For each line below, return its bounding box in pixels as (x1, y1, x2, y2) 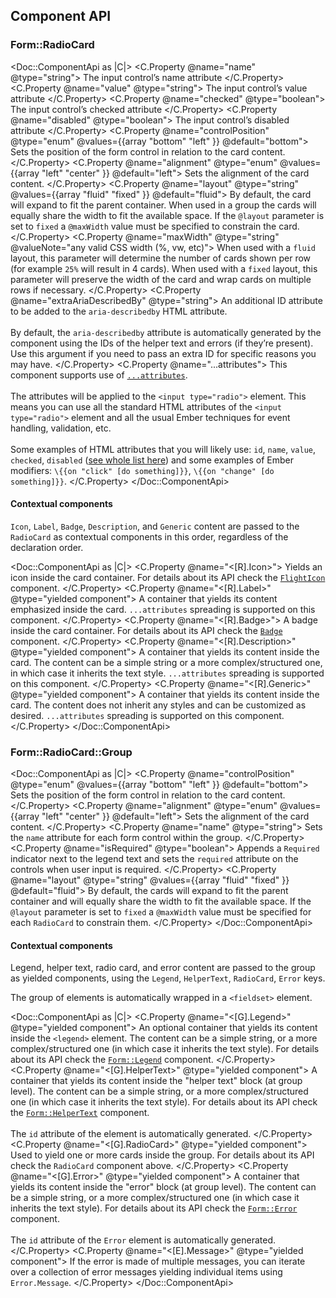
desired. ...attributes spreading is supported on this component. (10, 709, 285, 721)
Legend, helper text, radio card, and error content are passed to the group (10, 962, 316, 974)
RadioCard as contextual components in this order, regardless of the (10, 530, 289, 543)
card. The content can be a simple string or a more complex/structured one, (10, 656, 323, 668)
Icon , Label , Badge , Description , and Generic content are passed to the (10, 520, 300, 532)
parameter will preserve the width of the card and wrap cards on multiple (10, 273, 312, 285)
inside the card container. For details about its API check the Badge (10, 624, 283, 636)
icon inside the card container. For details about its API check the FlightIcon (10, 571, 326, 583)
